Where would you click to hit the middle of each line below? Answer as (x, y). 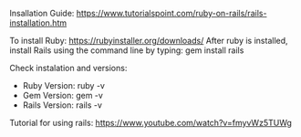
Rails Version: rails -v (62, 105)
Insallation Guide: (42, 13)
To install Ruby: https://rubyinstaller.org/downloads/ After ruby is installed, (149, 41)
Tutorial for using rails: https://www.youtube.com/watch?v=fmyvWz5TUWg (150, 123)
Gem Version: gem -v (62, 95)
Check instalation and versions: (68, 68)
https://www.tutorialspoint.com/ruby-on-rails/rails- (171, 13)
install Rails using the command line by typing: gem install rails (127, 50)
